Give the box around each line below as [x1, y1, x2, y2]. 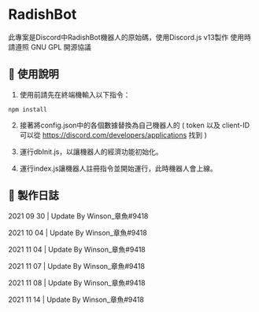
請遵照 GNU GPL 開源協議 [8, 42, 92, 52]
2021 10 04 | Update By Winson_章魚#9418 [8, 228, 147, 237]
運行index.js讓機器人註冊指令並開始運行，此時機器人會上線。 [19, 163, 218, 173]
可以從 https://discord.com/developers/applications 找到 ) [19, 130, 207, 139]
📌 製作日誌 [8, 189, 59, 202]
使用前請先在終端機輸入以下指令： [19, 90, 131, 99]
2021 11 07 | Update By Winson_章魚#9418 [8, 261, 146, 270]
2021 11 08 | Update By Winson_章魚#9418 [8, 277, 146, 288]
